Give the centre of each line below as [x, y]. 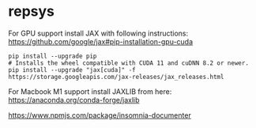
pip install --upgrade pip [53, 56]
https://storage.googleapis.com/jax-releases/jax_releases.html [116, 77]
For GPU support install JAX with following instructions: [98, 33]
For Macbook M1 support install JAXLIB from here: [90, 91]
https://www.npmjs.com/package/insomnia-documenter [100, 115]
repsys [32, 11]
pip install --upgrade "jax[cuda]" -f [72, 70]
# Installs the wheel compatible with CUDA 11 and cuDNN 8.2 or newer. [128, 63]
